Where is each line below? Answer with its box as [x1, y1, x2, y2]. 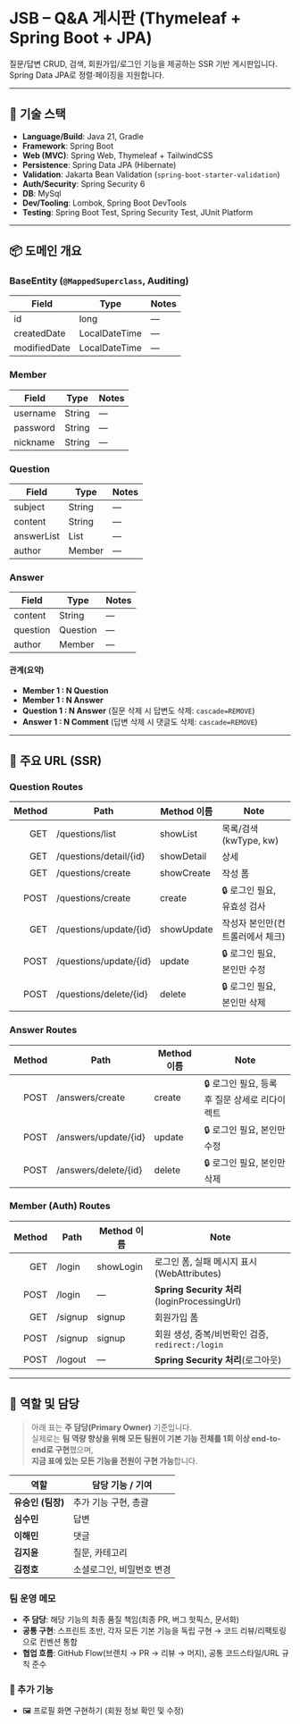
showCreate [159, 867, 212, 879]
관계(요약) [9, 664, 45, 675]
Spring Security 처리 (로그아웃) [154, 1353, 282, 1366]
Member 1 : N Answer [21, 694, 104, 705]
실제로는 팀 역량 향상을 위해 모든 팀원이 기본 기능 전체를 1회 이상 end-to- [30, 1433, 281, 1443]
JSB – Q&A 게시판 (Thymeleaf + [9, 8, 242, 29]
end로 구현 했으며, [30, 1444, 94, 1455]
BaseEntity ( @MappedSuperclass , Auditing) [9, 274, 189, 287]
